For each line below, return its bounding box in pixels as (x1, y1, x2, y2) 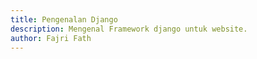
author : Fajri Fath (10, 33, 92, 43)
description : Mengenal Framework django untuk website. (10, 24, 248, 34)
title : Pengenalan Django (10, 14, 118, 25)
